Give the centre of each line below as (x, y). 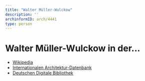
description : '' (22, 14)
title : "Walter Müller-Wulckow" (39, 10)
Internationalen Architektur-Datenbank (52, 67)
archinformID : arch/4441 (31, 19)
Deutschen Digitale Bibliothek (43, 73)
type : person (19, 24)
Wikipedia (23, 62)
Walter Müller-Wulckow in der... (73, 48)
